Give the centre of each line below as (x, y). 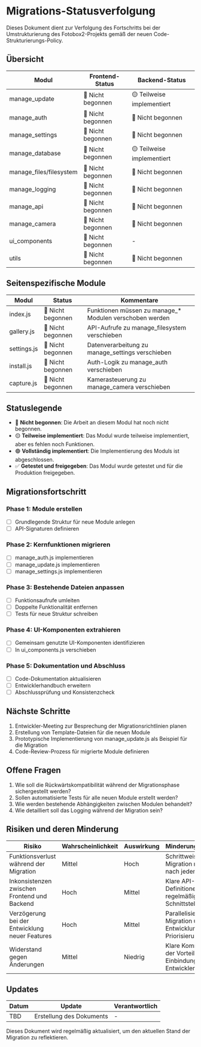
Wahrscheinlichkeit (90, 846)
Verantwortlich (136, 1006)
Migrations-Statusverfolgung (81, 11)
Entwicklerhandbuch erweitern (53, 685)
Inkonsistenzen (31, 881)
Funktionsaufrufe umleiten (47, 600)
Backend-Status (162, 80)
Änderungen (27, 964)
